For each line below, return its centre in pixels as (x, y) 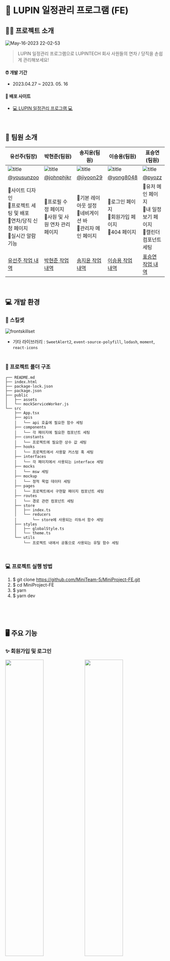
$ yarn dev (24, 596)
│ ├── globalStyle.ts (39, 529)
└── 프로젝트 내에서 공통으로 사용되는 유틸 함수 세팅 (71, 543)
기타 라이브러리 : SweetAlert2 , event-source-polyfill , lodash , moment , (84, 342)
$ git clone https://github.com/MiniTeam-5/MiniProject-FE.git (76, 579)
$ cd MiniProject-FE (33, 584)
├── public (17, 395)
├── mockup (26, 476)
